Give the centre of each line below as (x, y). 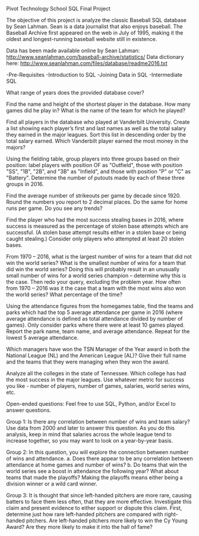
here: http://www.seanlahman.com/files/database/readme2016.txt (87, 63)
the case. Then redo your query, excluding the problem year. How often (94, 282)
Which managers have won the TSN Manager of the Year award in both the (98, 349)
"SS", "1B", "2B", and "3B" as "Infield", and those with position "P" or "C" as (99, 171)
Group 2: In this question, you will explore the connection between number (97, 452)
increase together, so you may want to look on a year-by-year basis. (90, 441)
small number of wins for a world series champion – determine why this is (96, 275)
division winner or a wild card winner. (52, 484)
